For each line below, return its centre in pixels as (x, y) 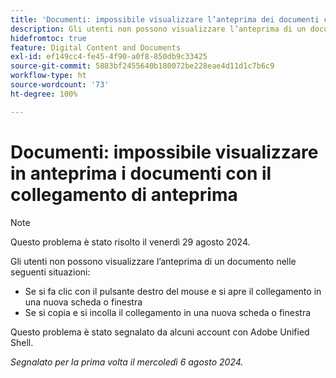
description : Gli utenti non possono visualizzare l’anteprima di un (158, 29)
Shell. (22, 342)
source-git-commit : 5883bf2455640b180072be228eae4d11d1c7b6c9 (142, 66)
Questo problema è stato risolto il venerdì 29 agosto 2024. (130, 242)
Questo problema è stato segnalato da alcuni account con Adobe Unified (160, 332)
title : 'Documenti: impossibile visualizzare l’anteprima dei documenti (165, 19)
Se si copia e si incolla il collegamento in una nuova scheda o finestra (168, 312)
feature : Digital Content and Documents (96, 47)
